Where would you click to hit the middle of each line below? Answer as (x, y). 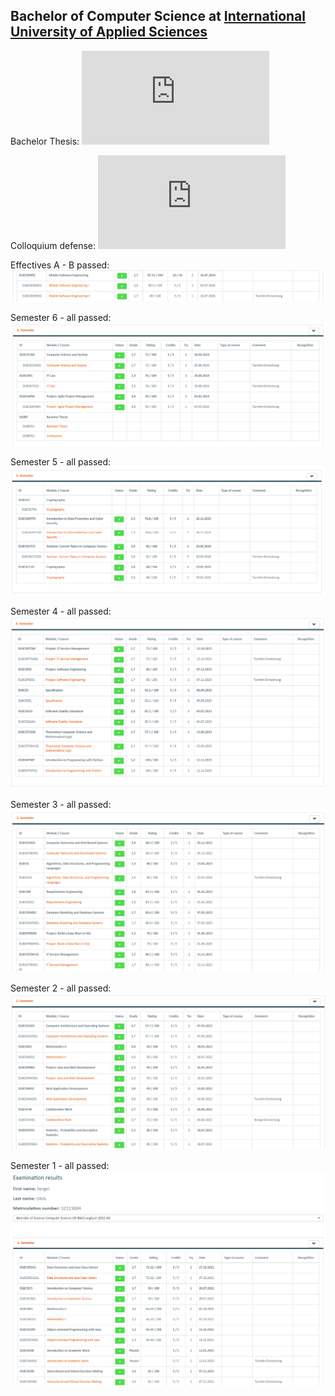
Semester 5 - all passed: (61, 461)
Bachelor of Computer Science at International (158, 16)
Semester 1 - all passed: (60, 1166)
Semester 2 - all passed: (61, 988)
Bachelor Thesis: (45, 141)
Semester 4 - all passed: (61, 611)
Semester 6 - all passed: (61, 318)
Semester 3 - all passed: (61, 805)
